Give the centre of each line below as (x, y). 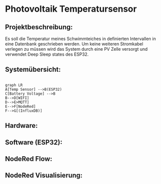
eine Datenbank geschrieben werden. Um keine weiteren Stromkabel (74, 44)
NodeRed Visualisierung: (44, 175)
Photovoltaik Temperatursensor (71, 9)
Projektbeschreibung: (39, 27)
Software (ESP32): (34, 142)
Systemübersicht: (33, 70)
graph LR (14, 85)
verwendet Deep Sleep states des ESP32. (47, 54)
